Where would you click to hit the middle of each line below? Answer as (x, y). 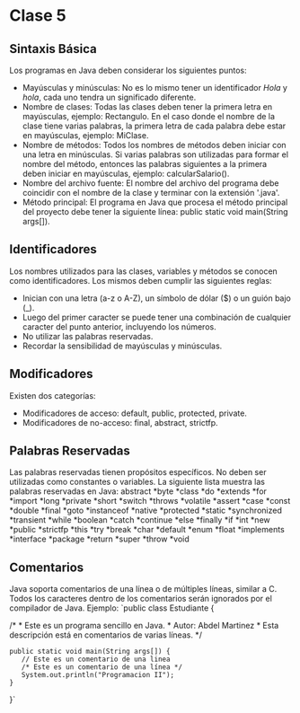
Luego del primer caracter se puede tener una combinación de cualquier (157, 317)
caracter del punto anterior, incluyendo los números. (119, 326)
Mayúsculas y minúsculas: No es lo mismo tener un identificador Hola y (154, 88)
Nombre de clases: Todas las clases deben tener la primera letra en (147, 107)
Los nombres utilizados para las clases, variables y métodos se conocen (144, 271)
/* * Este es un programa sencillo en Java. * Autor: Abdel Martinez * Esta (144, 626)
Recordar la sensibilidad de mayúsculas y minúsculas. (122, 346)
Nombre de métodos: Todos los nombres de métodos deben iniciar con (154, 145)
